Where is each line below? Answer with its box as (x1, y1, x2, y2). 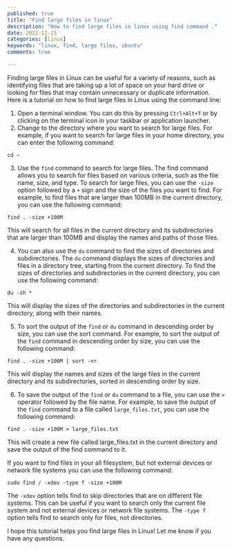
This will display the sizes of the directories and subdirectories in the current (7, 301, 225, 309)
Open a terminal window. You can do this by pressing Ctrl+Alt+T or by (17, 108, 217, 117)
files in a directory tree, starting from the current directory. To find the (17, 261, 216, 269)
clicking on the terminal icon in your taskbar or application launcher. (17, 116, 211, 124)
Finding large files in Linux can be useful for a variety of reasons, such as (7, 73, 216, 81)
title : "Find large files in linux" (7, 17, 113, 23)
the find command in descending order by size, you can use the (17, 336, 200, 345)
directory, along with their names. (7, 309, 103, 317)
